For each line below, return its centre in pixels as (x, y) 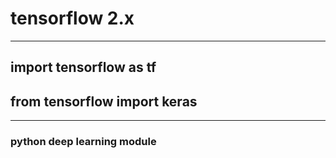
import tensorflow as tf (83, 67)
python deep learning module (83, 142)
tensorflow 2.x (72, 18)
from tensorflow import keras (104, 101)
